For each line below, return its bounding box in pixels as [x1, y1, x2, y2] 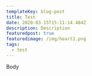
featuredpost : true [6, 31, 55, 37]
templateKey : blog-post [6, 8, 65, 15]
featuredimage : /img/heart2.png [6, 36, 86, 42]
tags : [6, 42, 20, 48]
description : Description [6, 25, 70, 31]
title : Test [6, 14, 36, 20]
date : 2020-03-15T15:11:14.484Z [6, 19, 86, 25]
